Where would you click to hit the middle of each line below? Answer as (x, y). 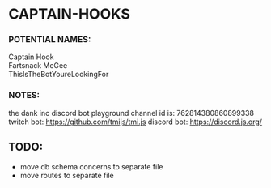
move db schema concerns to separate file (91, 166)
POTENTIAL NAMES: (50, 40)
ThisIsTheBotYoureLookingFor (59, 75)
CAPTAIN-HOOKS (70, 14)
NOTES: (24, 96)
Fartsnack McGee (38, 66)
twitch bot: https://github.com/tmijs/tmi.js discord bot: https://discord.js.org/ (135, 122)
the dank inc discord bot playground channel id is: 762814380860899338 (131, 113)
